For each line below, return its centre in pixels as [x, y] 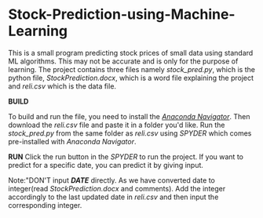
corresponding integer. [45, 205]
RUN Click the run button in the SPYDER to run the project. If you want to [126, 156]
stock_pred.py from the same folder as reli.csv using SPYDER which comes [130, 133]
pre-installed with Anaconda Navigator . [72, 141]
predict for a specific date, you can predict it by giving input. [106, 165]
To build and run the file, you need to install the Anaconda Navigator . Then [129, 116]
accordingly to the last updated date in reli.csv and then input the [113, 197]
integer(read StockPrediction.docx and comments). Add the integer [117, 188]
